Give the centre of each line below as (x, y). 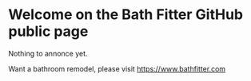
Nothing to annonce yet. (48, 53)
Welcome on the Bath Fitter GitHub (126, 15)
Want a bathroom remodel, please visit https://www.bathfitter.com (117, 68)
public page (48, 31)
